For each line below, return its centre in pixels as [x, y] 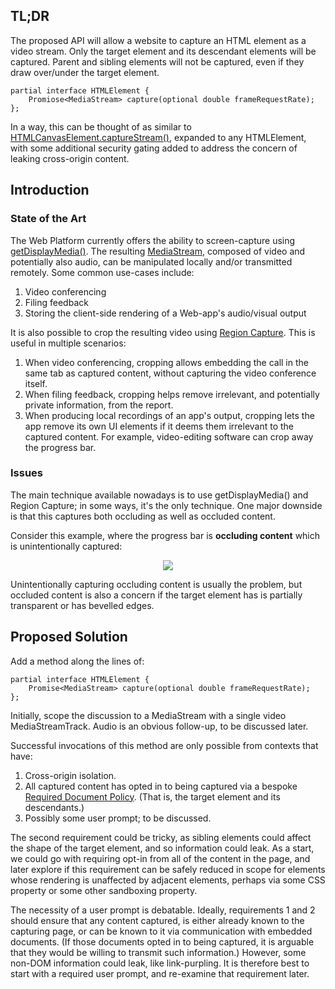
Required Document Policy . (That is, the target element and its [152, 796]
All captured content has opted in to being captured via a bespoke [161, 786]
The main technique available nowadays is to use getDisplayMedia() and [159, 495]
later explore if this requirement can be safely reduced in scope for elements [168, 869]
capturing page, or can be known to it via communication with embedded [161, 931]
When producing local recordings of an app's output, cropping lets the [169, 415]
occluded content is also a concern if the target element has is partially [156, 595]
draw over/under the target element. [85, 72]
